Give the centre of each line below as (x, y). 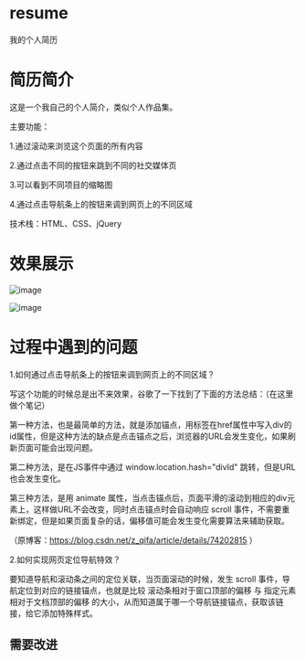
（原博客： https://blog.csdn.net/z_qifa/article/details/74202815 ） (133, 540)
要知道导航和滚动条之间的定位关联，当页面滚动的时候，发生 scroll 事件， (146, 579)
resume (39, 13)
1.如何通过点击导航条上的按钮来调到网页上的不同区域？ (112, 374)
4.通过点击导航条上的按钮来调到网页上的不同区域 (101, 204)
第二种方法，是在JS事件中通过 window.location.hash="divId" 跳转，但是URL (153, 467)
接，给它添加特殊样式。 (53, 613)
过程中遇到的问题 (74, 347)
